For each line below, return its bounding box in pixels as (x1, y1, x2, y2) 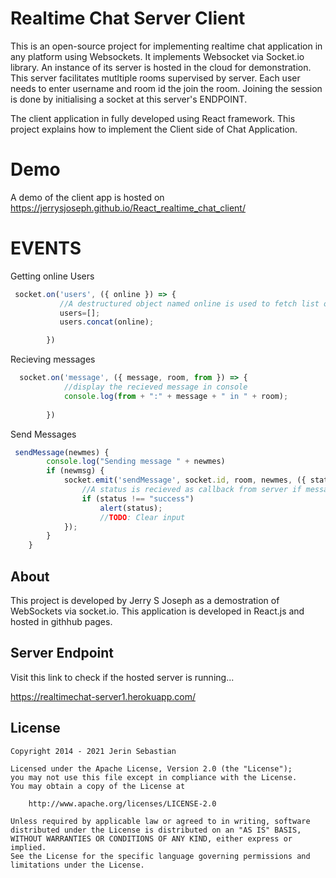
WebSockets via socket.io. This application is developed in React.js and (10, 605, 305, 617)
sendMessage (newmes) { (14, 447, 110, 457)
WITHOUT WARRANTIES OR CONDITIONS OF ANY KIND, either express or (10, 833, 293, 844)
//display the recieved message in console (63, 382, 248, 392)
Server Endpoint (10, 645, 115, 662)
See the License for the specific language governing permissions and (10, 851, 311, 861)
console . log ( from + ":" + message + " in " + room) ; (63, 391, 289, 401)
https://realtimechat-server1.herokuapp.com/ (10, 690, 196, 702)
